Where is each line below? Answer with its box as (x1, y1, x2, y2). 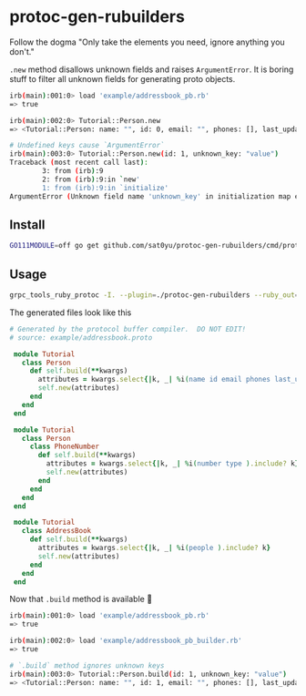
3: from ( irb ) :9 (42, 167, 104, 176)
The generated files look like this (9, 307, 132, 318)
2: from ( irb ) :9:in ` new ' (42, 175, 141, 184)
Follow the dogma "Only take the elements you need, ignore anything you (9, 36, 285, 47)
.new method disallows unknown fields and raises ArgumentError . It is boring (9, 64, 294, 75)
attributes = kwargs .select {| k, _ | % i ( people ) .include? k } (37, 544, 271, 553)
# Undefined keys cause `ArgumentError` (9, 141, 166, 150)
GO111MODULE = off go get (9, 241, 100, 251)
